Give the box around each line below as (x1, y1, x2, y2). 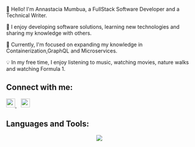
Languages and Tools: (6, 119, 90, 129)
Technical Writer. (6, 12, 47, 19)
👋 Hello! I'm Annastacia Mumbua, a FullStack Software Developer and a (6, 6, 180, 12)
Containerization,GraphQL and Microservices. (6, 47, 118, 54)
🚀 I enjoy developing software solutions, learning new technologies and (6, 24, 180, 30)
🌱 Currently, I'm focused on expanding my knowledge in (6, 41, 143, 48)
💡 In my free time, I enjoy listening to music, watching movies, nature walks (6, 59, 189, 66)
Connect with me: (6, 83, 73, 93)
